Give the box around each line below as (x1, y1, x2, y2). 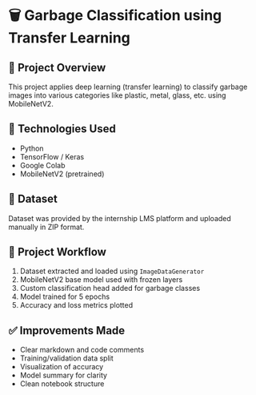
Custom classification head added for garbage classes (19, 284, 201, 293)
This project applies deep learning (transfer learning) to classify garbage (8, 82, 248, 91)
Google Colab (19, 160, 66, 170)
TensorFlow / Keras (19, 151, 85, 161)
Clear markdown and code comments (19, 345, 145, 355)
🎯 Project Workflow (8, 245, 106, 259)
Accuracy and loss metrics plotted (19, 300, 134, 310)
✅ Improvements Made (8, 324, 126, 337)
